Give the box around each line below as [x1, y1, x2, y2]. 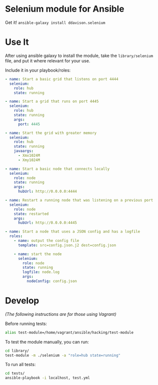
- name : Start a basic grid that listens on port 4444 [5, 76, 119, 81]
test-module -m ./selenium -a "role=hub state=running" [5, 353, 121, 358]
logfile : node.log [22, 270, 60, 275]
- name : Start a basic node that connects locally [5, 166, 110, 171]
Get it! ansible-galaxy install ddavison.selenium [5, 19, 105, 25]
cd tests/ [5, 371, 25, 376]
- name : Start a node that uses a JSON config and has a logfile [5, 229, 140, 234]
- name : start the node [14, 252, 62, 257]
